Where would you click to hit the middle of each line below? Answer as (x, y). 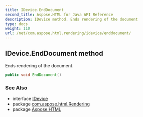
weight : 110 (18, 29)
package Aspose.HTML (37, 109)
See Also (16, 87)
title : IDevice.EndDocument (35, 10)
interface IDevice (30, 98)
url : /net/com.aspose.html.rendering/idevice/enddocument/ (68, 33)
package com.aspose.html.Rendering (51, 104)
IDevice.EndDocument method (54, 53)
